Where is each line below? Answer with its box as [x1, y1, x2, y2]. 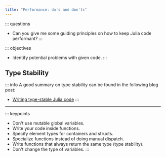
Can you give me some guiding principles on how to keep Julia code [12, 30, 152, 36]
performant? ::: [12, 35, 43, 41]
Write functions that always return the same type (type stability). [12, 141, 144, 147]
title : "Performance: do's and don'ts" [5, 7, 87, 12]
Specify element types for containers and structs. [12, 131, 114, 137]
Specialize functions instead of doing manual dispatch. [12, 136, 124, 142]
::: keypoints [5, 111, 30, 117]
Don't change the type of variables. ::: [12, 146, 90, 153]
